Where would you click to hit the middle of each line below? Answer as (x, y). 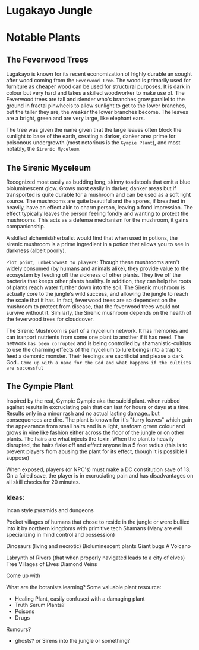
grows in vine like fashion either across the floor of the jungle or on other (95, 432)
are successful (25, 368)
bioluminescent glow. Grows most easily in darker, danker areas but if (91, 188)
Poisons (24, 611)
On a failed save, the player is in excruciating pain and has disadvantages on (100, 475)
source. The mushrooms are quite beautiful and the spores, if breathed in (96, 201)
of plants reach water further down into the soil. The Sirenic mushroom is (96, 287)
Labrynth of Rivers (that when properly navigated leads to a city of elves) (96, 558)
